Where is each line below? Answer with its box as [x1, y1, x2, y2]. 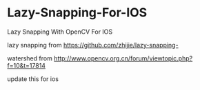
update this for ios [7, 74, 59, 83]
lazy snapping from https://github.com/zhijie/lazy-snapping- [7, 41, 179, 49]
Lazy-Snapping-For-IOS [7, 5, 148, 21]
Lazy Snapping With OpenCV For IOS [7, 27, 113, 36]
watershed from [7, 54, 53, 63]
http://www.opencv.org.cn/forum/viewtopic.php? [54, 54, 193, 63]
